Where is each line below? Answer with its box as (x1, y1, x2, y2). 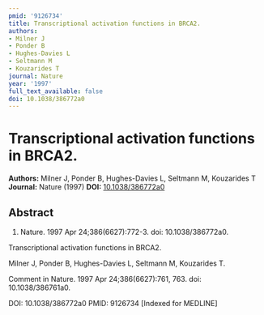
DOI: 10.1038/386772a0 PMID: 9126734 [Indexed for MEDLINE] (8, 299, 218, 308)
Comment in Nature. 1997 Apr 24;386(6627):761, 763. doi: (8, 275, 202, 283)
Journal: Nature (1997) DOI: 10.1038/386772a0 (8, 182, 165, 192)
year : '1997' (8, 79, 53, 87)
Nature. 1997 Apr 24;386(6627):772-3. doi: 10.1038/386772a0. (19, 228, 229, 236)
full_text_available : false (8, 87, 104, 96)
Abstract (8, 206, 54, 219)
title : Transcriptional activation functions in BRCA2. (8, 19, 201, 28)
